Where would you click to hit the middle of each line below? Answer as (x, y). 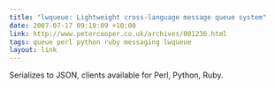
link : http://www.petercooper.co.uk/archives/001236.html (118, 33)
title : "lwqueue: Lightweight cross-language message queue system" (138, 17)
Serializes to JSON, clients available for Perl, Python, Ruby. (116, 75)
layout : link (33, 50)
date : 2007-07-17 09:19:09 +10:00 (73, 26)
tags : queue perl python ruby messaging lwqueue (100, 42)
